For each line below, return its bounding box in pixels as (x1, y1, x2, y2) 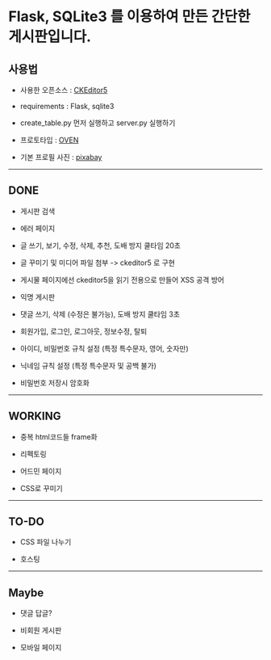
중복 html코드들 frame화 (19, 431, 98, 441)
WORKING (8, 410, 62, 423)
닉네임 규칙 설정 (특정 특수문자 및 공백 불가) (19, 360, 157, 370)
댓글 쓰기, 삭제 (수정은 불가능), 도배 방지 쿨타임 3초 (19, 309, 180, 319)
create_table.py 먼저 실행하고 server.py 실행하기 (19, 118, 176, 128)
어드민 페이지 (19, 466, 62, 476)
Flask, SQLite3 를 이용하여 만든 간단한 (8, 7, 251, 26)
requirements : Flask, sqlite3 (19, 102, 115, 111)
